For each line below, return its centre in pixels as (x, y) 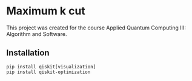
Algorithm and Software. (37, 34)
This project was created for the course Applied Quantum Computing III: (96, 28)
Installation (28, 53)
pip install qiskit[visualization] (51, 67)
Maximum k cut (46, 11)
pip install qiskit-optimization (48, 72)
